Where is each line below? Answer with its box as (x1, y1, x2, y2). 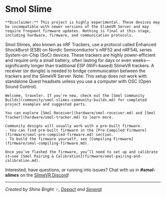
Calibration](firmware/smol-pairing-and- (56, 153, 142, 159)
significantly (5, 62, 30, 68)
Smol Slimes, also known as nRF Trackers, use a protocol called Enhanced (5, 41, 157, 48)
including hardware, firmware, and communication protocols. (5, 33, 134, 38)
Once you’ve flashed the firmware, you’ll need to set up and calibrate (5, 149, 158, 154)
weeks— (132, 57, 150, 63)
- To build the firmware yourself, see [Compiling (5, 136, 112, 142)
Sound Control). (5, 83, 38, 90)
